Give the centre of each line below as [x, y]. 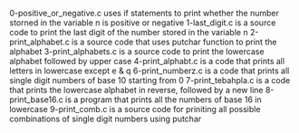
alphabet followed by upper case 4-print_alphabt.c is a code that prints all [147, 61]
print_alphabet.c [39, 42]
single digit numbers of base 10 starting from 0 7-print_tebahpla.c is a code [150, 80]
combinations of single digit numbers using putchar [106, 119]
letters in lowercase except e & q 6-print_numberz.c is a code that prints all [149, 71]
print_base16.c [36, 100]
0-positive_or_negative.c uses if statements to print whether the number [144, 13]
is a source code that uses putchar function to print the [174, 42]
